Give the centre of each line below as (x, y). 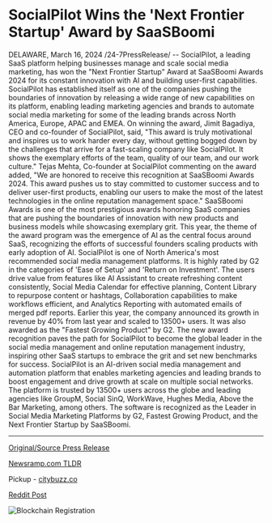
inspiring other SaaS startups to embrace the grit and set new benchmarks (133, 355)
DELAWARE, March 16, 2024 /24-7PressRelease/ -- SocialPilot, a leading (130, 54)
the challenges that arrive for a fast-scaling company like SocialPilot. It (126, 149)
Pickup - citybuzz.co (43, 478)
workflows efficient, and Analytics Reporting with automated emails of (125, 304)
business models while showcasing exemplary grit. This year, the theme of (133, 226)
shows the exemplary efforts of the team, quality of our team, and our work (134, 157)
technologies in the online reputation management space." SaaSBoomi (126, 201)
